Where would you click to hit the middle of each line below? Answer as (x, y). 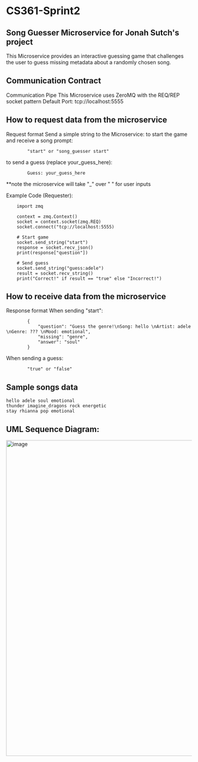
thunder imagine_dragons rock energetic (57, 406)
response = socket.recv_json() (55, 247)
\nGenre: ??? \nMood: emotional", (49, 332)
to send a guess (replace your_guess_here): (60, 162)
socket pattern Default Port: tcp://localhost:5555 (65, 101)
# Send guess (33, 263)
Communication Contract (54, 81)
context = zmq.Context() (47, 217)
